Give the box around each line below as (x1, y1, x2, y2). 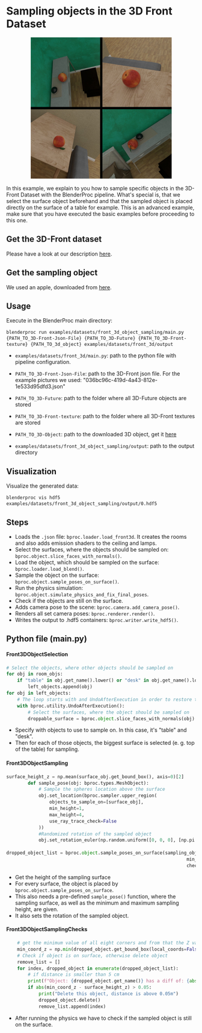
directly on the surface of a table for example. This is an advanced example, (6, 204, 195, 211)
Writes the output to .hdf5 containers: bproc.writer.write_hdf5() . (14, 617, 179, 623)
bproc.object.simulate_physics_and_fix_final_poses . (14, 591, 149, 598)
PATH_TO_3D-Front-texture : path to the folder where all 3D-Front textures (14, 413, 195, 420)
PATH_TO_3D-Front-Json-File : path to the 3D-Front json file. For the (14, 370, 180, 377)
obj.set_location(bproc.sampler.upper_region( (38, 793, 158, 799)
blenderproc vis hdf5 (6, 495, 61, 501)
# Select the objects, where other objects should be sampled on (6, 665, 173, 671)
